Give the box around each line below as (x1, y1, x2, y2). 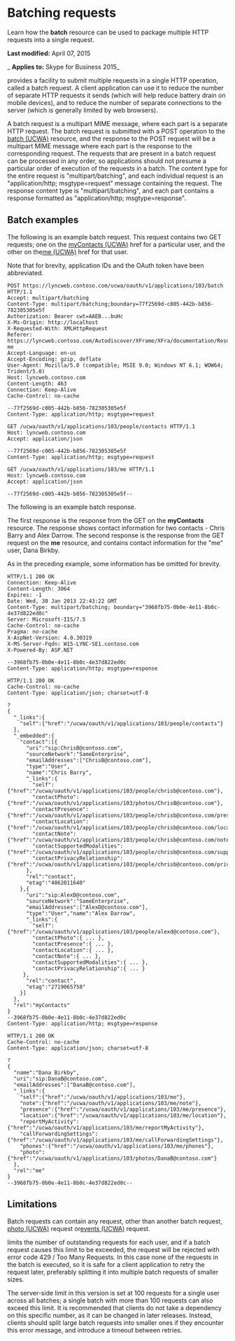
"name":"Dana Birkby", (13, 1069, 80, 1076)
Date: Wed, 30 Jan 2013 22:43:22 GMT (7, 597, 117, 605)
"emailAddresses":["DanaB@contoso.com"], (13, 1081, 136, 1088)
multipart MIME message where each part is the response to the (7, 141, 192, 150)
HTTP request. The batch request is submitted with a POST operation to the (7, 127, 226, 135)
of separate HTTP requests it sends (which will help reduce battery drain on (7, 91, 226, 99)
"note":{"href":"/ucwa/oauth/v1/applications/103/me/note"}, (20, 1100, 201, 1107)
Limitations (7, 1198, 57, 1210)
